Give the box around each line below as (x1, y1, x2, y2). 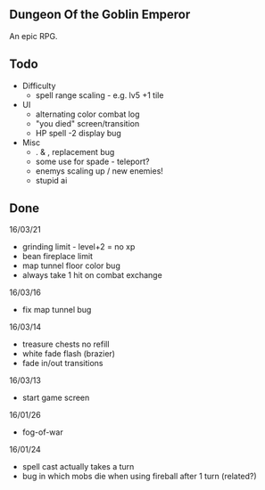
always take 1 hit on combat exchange (21, 270, 162, 281)
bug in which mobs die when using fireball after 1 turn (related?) (21, 471, 257, 482)
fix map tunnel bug (21, 305, 92, 315)
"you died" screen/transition (35, 118, 140, 128)
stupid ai (35, 175, 68, 185)
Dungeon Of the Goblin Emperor (9, 7, 191, 22)
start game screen (21, 392, 90, 404)
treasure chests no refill (21, 339, 110, 350)
